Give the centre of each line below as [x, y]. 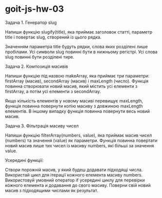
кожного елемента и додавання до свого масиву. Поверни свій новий [78, 185]
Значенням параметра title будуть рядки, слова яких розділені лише [77, 46]
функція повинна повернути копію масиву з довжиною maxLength [74, 106]
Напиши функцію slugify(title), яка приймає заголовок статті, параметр [79, 32]
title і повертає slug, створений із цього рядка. [53, 37]
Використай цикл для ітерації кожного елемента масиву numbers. [74, 175]
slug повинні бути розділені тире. [40, 57]
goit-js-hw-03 [35, 9]
